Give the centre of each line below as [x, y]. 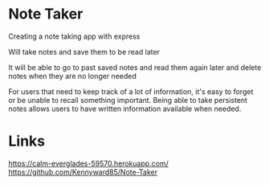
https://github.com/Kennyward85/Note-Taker [83, 172]
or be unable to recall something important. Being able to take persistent [128, 100]
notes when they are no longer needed [72, 76]
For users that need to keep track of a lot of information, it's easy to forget [131, 91]
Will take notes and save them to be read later [84, 51]
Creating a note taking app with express [74, 36]
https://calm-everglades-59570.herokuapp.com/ [88, 163]
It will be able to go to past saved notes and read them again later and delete [135, 67]
